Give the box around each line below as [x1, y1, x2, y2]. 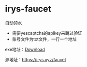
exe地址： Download [5, 46, 45, 52]
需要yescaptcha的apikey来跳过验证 [12, 30, 83, 36]
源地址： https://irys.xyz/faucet [5, 56, 66, 62]
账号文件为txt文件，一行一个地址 [12, 36, 77, 42]
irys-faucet [5, 3, 52, 14]
